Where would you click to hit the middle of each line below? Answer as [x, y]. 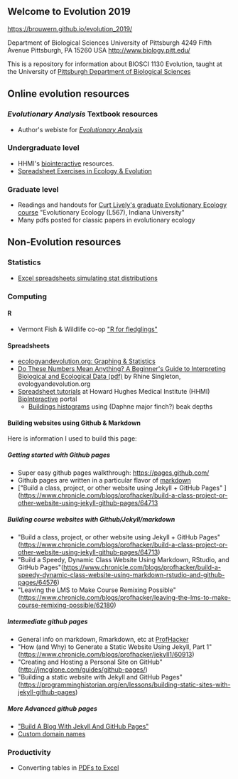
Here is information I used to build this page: [72, 439]
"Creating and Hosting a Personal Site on [78, 662]
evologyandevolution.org [54, 384]
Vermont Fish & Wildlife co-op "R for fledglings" [87, 329]
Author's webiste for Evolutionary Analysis [80, 129]
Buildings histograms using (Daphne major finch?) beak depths [120, 407]
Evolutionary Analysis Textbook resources [83, 114]
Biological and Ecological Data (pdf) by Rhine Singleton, [99, 377]
